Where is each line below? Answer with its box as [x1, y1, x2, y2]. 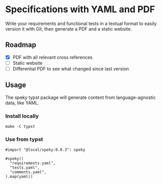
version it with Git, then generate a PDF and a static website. [5, 25, 132, 32]
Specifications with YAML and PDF [5, 4, 155, 15]
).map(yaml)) [5, 174, 33, 179]
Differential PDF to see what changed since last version [12, 65, 129, 72]
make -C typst [5, 124, 36, 129]
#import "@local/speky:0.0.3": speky [5, 147, 86, 152]
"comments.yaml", [10, 170, 47, 175]
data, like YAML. [5, 99, 39, 106]
